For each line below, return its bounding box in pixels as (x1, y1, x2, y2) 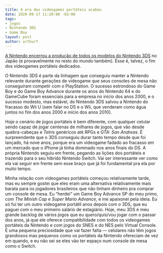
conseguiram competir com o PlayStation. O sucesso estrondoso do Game (5, 83, 156, 89)
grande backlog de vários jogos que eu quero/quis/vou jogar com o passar (5, 212, 156, 218)
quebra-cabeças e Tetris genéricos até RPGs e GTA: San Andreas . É (5, 129, 143, 135)
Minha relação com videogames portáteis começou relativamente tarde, (5, 175, 150, 181)
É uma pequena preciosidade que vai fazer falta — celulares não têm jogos (5, 227, 157, 233)
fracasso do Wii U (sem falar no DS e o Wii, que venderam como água (5, 104, 146, 110)
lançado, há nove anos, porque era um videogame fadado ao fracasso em (5, 140, 154, 145)
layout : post (5, 35, 32, 40)
